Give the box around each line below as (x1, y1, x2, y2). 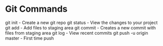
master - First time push (5, 35, 54, 41)
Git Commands (5, 3, 68, 15)
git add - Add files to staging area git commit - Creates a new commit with (5, 24, 156, 30)
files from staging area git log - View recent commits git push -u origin (5, 30, 148, 36)
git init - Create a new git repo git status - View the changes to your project (5, 20, 158, 25)
